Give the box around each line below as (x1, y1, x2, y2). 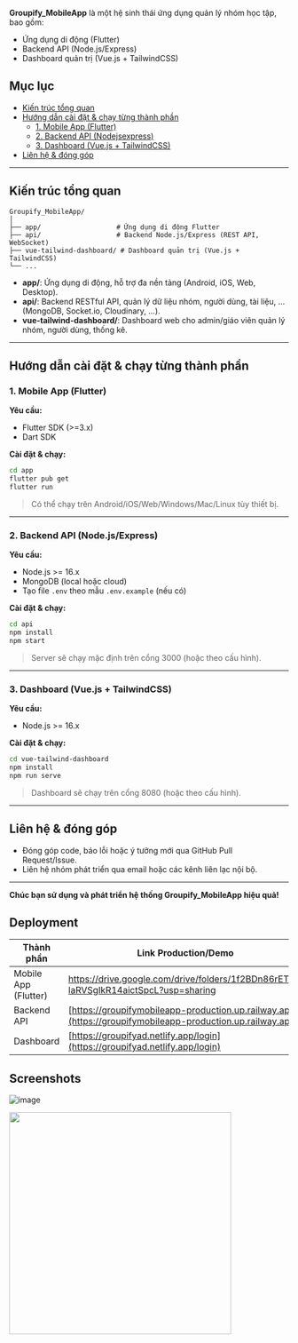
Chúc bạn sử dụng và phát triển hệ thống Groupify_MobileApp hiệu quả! (9, 889, 279, 900)
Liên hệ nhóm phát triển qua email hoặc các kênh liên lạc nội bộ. (21, 863, 258, 874)
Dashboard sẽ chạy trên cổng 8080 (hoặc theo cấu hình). (30, 787, 241, 798)
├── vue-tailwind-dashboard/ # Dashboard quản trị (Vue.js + (9, 246, 240, 255)
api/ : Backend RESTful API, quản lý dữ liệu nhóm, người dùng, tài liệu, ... (21, 296, 286, 306)
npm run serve (9, 771, 62, 780)
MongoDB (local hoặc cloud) (21, 576, 127, 587)
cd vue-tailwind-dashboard (9, 755, 109, 764)
